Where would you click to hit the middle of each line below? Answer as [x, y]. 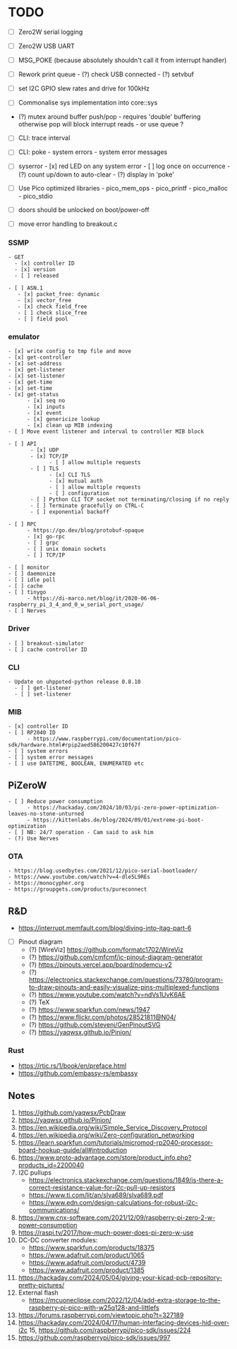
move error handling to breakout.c [68, 224]
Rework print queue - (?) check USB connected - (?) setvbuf [106, 74]
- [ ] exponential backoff [70, 512]
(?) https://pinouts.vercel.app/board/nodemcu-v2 [100, 965]
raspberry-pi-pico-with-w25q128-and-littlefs [94, 1308]
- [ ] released [37, 275]
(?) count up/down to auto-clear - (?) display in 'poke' [96, 174]
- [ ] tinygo [27, 593]
